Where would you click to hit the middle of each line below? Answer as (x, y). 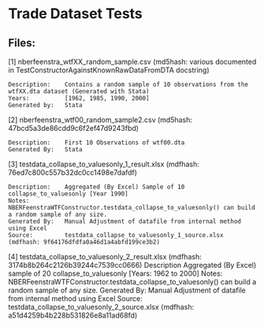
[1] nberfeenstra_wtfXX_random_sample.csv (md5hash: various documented (132, 61)
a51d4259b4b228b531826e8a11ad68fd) (73, 315)
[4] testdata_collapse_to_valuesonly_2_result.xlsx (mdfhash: (105, 256)
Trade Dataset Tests (76, 14)
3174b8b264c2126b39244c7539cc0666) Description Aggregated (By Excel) (132, 265)
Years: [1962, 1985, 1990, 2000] (79, 98)
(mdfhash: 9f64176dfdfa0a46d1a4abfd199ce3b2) (84, 242)
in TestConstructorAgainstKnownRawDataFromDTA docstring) (109, 70)
